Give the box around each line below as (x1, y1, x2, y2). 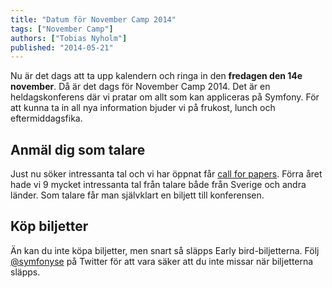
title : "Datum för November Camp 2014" (10, 14, 177, 25)
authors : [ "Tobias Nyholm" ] (10, 33, 128, 43)
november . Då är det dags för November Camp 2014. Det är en (10, 81, 271, 93)
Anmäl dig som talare (10, 141, 146, 158)
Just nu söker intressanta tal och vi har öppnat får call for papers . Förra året (10, 168, 323, 180)
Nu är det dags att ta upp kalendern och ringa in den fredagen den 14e (10, 70, 303, 82)
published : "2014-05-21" (10, 42, 114, 53)
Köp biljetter (10, 218, 89, 235)
